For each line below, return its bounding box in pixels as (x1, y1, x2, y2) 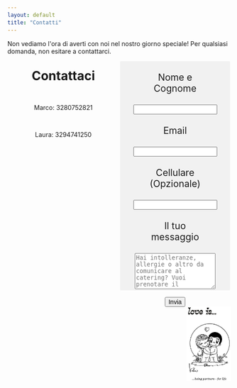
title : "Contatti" (7, 18, 62, 26)
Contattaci (31, 67, 96, 84)
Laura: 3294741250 (35, 130, 92, 138)
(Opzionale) (149, 177, 201, 189)
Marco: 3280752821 (34, 103, 93, 111)
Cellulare (155, 167, 195, 179)
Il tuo (164, 220, 187, 232)
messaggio (150, 231, 200, 243)
